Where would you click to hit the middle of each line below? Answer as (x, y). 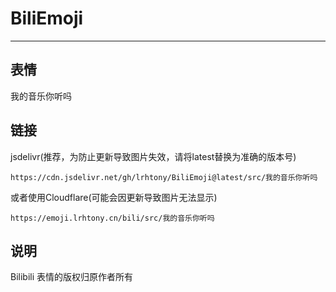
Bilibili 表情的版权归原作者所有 (72, 277)
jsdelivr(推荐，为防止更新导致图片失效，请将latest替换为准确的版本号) (153, 156)
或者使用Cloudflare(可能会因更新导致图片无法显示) (114, 197)
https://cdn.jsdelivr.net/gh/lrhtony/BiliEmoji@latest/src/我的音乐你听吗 (164, 177)
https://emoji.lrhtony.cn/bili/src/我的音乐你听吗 (112, 218)
